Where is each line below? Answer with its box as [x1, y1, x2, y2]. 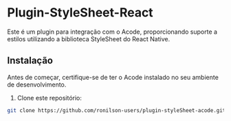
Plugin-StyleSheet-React [7, 5, 153, 21]
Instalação [7, 55, 54, 67]
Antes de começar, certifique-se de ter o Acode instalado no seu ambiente [7, 73, 219, 81]
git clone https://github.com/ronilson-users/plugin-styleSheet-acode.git [7, 107, 226, 114]
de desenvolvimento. [7, 80, 67, 89]
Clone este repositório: [16, 93, 82, 102]
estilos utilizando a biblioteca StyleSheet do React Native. [7, 34, 170, 43]
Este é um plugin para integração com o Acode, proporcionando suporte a [7, 27, 218, 36]
